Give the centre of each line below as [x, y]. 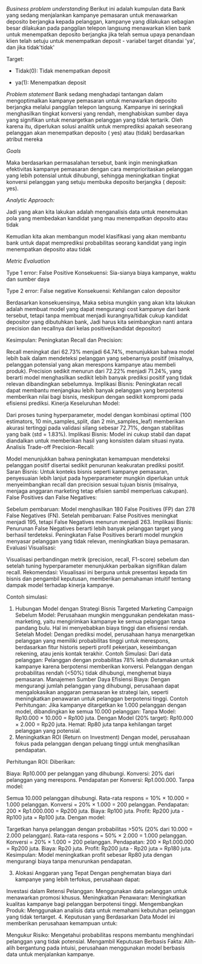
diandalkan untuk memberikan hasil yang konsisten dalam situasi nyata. [95, 441]
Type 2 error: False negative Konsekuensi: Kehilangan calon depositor [93, 291]
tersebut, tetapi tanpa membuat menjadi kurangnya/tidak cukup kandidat [97, 315]
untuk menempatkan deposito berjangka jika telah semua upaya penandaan [101, 34]
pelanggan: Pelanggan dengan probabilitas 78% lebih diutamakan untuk [105, 660]
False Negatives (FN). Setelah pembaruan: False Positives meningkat [92, 516]
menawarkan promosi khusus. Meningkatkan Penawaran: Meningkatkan [96, 897]
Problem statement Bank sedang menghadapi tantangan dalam [85, 94]
